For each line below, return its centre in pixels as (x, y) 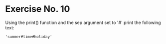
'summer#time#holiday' (29, 37)
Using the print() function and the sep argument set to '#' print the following (83, 22)
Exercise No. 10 (38, 9)
